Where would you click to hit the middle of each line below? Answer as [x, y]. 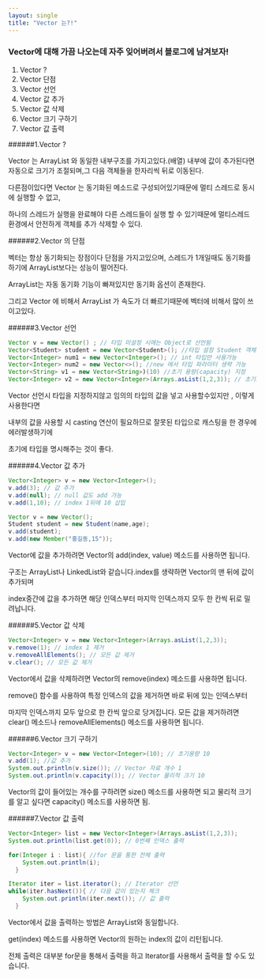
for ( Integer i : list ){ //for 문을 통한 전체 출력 [86, 855]
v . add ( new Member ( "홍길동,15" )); [60, 539]
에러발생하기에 [31, 432]
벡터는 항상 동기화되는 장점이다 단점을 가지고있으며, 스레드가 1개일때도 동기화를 [130, 257]
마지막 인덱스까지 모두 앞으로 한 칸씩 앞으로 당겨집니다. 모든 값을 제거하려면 [124, 712]
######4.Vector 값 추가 [47, 466]
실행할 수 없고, [39, 197]
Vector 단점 [38, 79]
